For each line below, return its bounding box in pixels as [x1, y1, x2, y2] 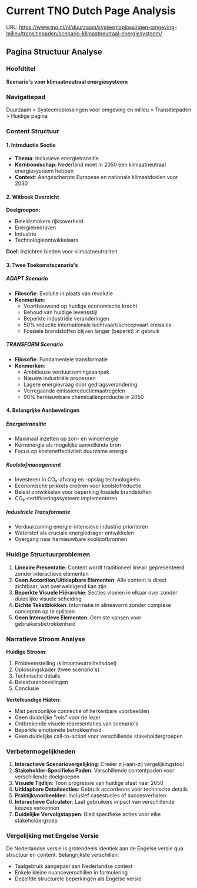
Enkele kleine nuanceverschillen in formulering [14, 869, 128, 876]
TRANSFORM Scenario [6, 341, 64, 348]
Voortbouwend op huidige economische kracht [23, 302, 138, 309]
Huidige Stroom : [6, 648, 47, 655]
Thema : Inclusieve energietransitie [14, 155, 99, 162]
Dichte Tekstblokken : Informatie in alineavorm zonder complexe [14, 601, 172, 608]
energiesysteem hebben [14, 167, 74, 174]
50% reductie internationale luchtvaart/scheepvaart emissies [23, 321, 172, 328]
